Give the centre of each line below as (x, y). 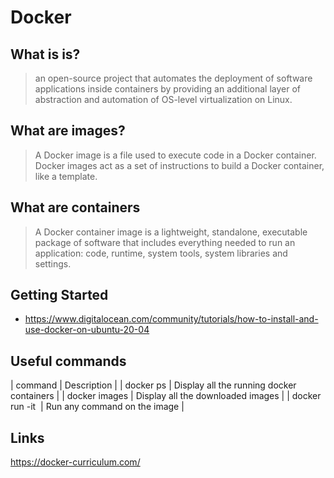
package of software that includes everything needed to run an (165, 242)
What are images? (68, 131)
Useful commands (68, 361)
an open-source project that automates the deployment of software (173, 78)
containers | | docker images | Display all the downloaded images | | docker (166, 396)
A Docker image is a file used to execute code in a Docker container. (175, 155)
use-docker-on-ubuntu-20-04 (87, 330)
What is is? (45, 54)
